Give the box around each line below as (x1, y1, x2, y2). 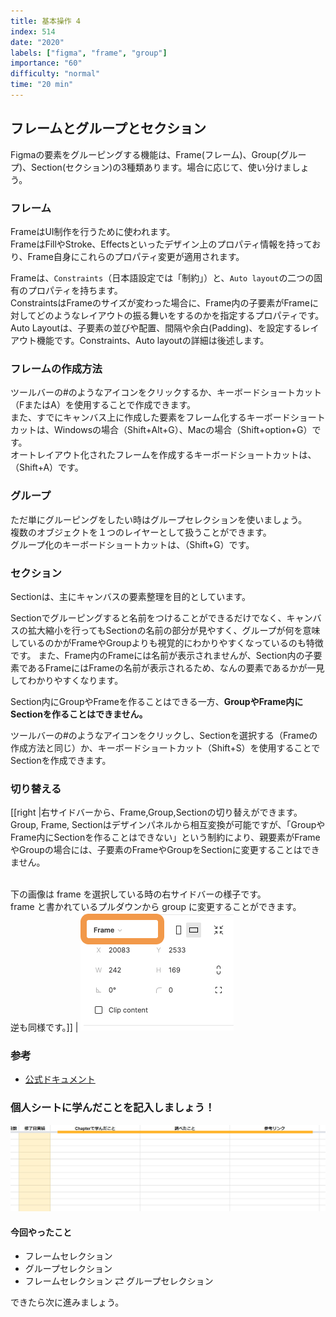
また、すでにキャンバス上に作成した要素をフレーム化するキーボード (10, 411, 291, 424)
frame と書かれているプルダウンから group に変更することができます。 (10, 901, 302, 913)
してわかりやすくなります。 (10, 674, 124, 686)
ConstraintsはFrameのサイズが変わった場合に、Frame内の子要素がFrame (10, 296, 310, 309)
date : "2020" (10, 37, 65, 47)
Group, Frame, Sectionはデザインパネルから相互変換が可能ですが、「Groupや (10, 819, 326, 831)
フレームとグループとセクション (10, 120, 207, 137)
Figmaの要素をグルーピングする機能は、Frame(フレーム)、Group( (10, 148, 281, 160)
